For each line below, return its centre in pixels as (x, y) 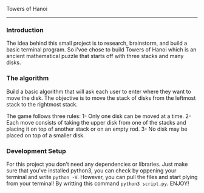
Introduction (25, 30)
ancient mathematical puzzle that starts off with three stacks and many (95, 56)
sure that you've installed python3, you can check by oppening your (91, 170)
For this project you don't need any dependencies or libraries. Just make (97, 164)
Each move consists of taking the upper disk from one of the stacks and (96, 122)
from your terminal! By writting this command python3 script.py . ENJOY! (98, 183)
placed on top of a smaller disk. (46, 135)
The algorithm (28, 78)
